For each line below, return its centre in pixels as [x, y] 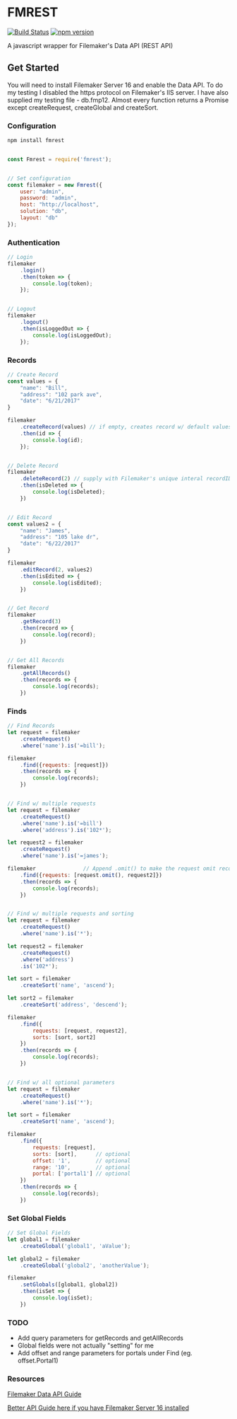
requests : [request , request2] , [80, 1031]
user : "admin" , [42, 192]
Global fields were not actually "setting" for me [85, 1345]
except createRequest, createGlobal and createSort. [83, 108]
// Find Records [31, 726]
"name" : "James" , [45, 531]
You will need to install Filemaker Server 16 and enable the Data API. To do [115, 85]
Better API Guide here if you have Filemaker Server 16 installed [98, 1408]
